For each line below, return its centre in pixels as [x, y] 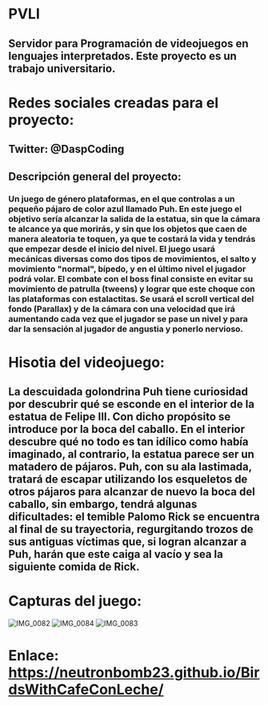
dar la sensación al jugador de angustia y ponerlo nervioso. [126, 329]
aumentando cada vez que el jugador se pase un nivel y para [128, 319]
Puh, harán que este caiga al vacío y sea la [116, 554]
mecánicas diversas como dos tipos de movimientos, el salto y [132, 259]
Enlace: [34, 656]
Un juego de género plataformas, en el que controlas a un [122, 199]
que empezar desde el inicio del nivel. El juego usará [112, 249]
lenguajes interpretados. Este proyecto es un [123, 56]
